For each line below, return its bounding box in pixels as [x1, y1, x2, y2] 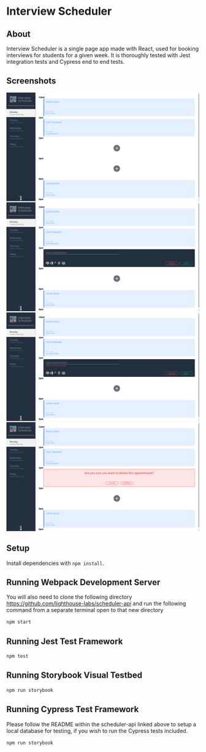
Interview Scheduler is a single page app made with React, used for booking [6, 45, 199, 52]
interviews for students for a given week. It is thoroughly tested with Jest [6, 52, 191, 59]
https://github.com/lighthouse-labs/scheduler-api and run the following [6, 600, 186, 607]
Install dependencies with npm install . [6, 559, 104, 567]
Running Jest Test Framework [6, 636, 123, 646]
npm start [6, 619, 32, 626]
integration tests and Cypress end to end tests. [6, 58, 125, 65]
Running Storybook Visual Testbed [6, 670, 143, 681]
